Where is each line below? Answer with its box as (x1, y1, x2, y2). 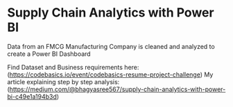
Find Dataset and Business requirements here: (7, 63, 139, 71)
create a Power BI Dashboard (7, 50, 92, 58)
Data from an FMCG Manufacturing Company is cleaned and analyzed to (7, 42, 215, 50)
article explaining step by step (7, 77, 94, 86)
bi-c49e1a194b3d (7, 92, 58, 101)
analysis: (94, 77, 120, 86)
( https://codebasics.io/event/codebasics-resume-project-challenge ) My (7, 70, 214, 79)
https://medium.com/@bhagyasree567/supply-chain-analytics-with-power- (9, 85, 226, 93)
